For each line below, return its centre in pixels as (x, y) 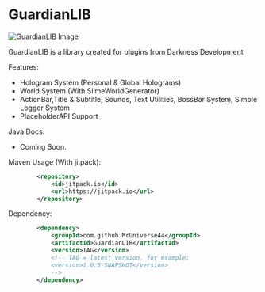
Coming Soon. (43, 146)
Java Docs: (27, 131)
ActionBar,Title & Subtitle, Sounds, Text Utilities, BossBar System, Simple (138, 99)
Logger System (44, 108)
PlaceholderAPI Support (59, 116)
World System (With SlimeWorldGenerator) (90, 91)
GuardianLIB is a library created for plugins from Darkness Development (126, 51)
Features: (24, 67)
